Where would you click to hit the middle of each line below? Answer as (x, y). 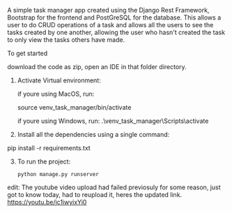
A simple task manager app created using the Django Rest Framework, (108, 10)
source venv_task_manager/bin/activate (74, 107)
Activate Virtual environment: (59, 80)
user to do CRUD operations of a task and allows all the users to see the (110, 25)
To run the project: (44, 161)
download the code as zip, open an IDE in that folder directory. (97, 67)
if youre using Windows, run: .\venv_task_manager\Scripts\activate (113, 121)
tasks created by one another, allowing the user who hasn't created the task (116, 32)
